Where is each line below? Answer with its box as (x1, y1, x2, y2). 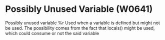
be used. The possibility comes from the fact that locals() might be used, (5, 25, 155, 31)
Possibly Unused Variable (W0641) (5, 3, 153, 15)
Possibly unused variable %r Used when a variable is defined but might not (5, 20, 160, 26)
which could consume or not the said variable (5, 30, 99, 36)
